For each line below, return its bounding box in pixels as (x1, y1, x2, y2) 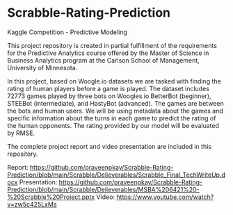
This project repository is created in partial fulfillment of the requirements (7, 41, 218, 49)
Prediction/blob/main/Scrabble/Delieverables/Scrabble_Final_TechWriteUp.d (7, 170, 226, 179)
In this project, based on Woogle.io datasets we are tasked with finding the (7, 77, 221, 85)
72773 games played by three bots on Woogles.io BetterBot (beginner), (7, 92, 211, 100)
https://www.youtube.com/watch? (116, 193, 214, 201)
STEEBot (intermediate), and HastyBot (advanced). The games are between (7, 99, 224, 107)
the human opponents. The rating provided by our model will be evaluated (7, 121, 220, 129)
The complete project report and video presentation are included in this (7, 142, 212, 150)
